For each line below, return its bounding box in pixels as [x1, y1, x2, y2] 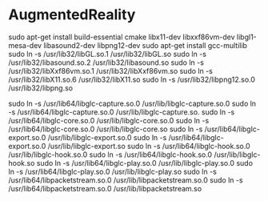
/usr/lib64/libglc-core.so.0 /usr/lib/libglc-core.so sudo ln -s [8, 124, 203, 134]
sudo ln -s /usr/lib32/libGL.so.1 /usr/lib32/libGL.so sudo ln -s [8, 49, 206, 58]
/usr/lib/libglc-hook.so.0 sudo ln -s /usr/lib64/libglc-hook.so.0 [8, 150, 213, 159]
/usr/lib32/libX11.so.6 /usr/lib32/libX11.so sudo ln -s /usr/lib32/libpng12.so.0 [8, 74, 256, 84]
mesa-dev [8, 40, 42, 50]
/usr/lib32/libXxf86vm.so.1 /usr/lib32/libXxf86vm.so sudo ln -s [8, 66, 214, 75]
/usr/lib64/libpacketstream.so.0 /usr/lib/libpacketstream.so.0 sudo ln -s [8, 175, 243, 185]
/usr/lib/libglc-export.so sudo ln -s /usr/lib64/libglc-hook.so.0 [47, 141, 250, 151]
